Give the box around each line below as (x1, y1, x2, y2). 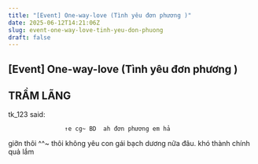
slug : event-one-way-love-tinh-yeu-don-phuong (8, 26, 164, 34)
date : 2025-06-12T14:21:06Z (8, 19, 101, 27)
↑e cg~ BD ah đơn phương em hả (64, 125, 171, 133)
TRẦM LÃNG (8, 89, 72, 103)
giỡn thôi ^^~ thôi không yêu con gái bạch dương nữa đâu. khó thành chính (8, 139, 250, 148)
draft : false (8, 33, 51, 42)
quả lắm (8, 147, 35, 157)
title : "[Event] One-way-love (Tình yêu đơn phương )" (8, 11, 192, 20)
